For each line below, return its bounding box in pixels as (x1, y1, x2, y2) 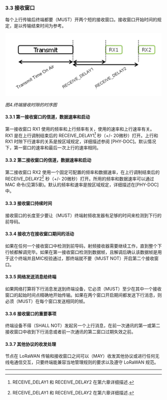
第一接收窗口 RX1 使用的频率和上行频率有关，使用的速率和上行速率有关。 (5, 126, 155, 132)
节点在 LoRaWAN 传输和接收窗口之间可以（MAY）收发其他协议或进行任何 (5, 353, 156, 359)
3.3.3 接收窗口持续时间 (5, 200, 52, 206)
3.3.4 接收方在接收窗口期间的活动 (5, 231, 75, 237)
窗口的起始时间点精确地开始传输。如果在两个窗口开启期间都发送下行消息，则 (5, 292, 162, 298)
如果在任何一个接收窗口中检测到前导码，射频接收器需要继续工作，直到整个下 (5, 243, 162, 249)
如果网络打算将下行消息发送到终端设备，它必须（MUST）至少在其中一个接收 (5, 286, 162, 292)
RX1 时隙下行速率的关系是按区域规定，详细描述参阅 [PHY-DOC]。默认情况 (5, 138, 157, 145)
